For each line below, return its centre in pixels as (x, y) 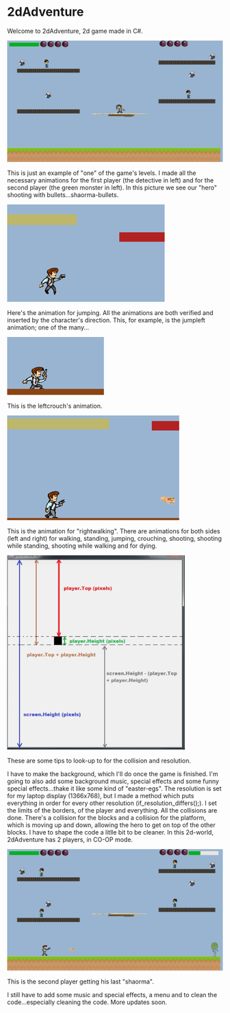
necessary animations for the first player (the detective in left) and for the (111, 180)
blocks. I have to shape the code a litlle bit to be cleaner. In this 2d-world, (111, 832)
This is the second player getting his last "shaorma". (80, 981)
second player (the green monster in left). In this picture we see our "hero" (112, 187)
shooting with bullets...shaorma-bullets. (63, 195)
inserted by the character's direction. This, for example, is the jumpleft (106, 320)
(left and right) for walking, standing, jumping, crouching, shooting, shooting (115, 538)
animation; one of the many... (48, 327)
